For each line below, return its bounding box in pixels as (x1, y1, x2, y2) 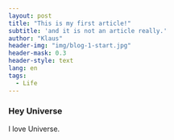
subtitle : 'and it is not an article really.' (8, 27, 168, 35)
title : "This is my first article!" (8, 19, 131, 27)
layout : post (8, 11, 52, 20)
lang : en (8, 64, 38, 72)
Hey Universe (8, 105, 63, 117)
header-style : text (8, 57, 74, 65)
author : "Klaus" (8, 34, 63, 43)
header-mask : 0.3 (8, 49, 67, 57)
